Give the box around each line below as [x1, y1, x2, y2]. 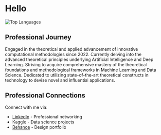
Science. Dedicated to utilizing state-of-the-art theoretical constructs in [5, 72, 149, 78]
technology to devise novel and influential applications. [5, 77, 115, 83]
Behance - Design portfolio [12, 124, 67, 130]
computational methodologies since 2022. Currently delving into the [5, 51, 142, 57]
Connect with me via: [5, 104, 48, 110]
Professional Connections [5, 91, 86, 100]
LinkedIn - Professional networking [12, 114, 83, 119]
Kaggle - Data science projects [12, 119, 74, 125]
